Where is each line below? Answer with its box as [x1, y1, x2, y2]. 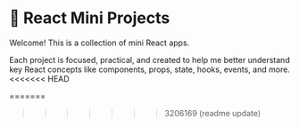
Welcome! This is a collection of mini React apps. [9, 37, 190, 48]
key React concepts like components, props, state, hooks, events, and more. [9, 64, 290, 75]
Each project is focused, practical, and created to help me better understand [9, 54, 290, 65]
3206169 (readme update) [164, 107, 262, 118]
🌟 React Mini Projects [9, 8, 170, 28]
